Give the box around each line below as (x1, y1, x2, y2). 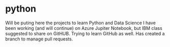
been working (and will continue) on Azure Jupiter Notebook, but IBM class (5, 25, 162, 31)
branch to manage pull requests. (5, 36, 73, 42)
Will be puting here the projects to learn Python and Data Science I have (5, 20, 156, 26)
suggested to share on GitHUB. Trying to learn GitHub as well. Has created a (5, 30, 165, 36)
